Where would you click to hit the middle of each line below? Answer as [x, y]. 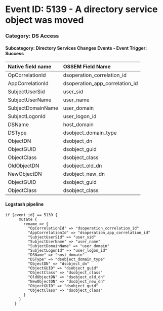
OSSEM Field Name [87, 67]
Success [15, 53]
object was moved [45, 20]
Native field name [30, 67]
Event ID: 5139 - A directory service [81, 9]
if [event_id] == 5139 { [31, 215]
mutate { [28, 219]
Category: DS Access [32, 36]
